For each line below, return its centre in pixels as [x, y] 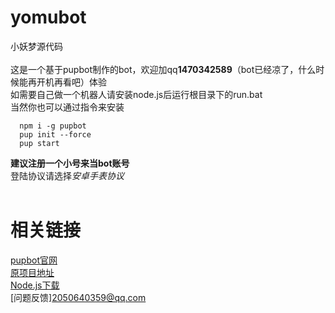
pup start [39, 143]
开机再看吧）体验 [71, 82]
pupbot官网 [34, 260]
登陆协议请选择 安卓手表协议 [67, 175]
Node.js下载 [35, 285]
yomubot [48, 17]
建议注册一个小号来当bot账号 [70, 163]
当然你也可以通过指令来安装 [67, 107]
